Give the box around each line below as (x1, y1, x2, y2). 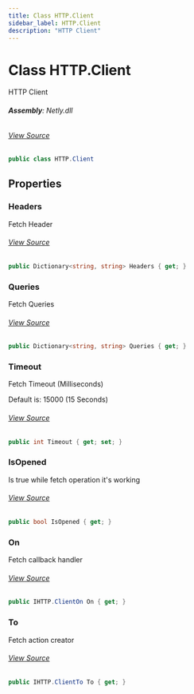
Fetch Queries (8, 299, 55, 309)
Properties (8, 177, 62, 191)
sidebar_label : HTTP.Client (8, 19, 102, 27)
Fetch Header (8, 219, 53, 228)
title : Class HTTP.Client (8, 11, 94, 20)
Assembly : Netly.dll (8, 105, 73, 115)
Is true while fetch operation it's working (8, 474, 141, 484)
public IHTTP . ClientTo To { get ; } (8, 678, 126, 686)
